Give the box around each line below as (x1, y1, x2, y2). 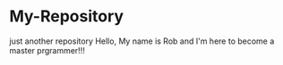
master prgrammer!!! (9, 45, 85, 55)
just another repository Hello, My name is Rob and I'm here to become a (9, 36, 275, 46)
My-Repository (9, 6, 124, 27)
